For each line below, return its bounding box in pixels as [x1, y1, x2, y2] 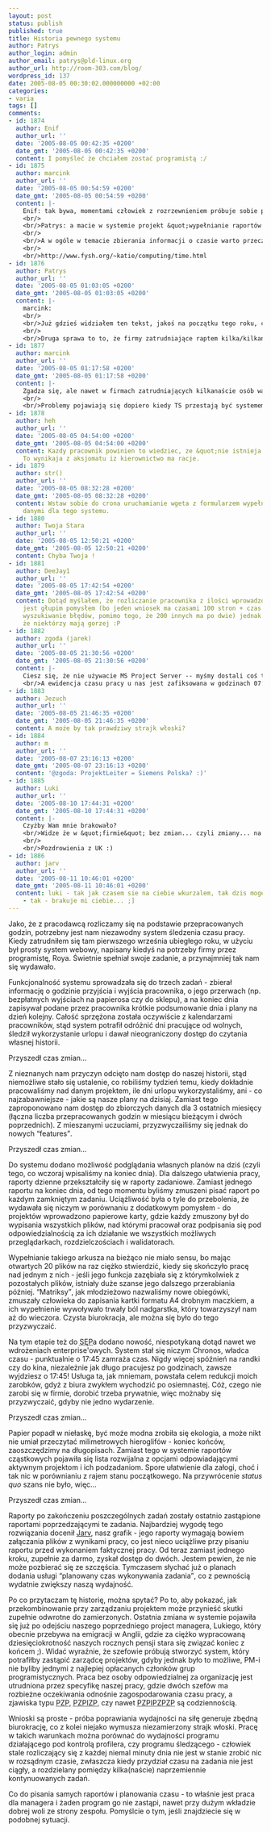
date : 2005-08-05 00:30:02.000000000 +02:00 [8, 79, 161, 87]
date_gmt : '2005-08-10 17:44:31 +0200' [15, 807, 150, 815]
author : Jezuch [15, 695, 67, 703]
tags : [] [8, 102, 38, 110]
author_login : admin [8, 49, 78, 57]
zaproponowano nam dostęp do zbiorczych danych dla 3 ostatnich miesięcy [8, 1103, 262, 1112]
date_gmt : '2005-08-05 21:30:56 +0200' [15, 657, 150, 666]
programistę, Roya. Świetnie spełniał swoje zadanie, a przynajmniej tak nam [8, 953, 260, 962]
